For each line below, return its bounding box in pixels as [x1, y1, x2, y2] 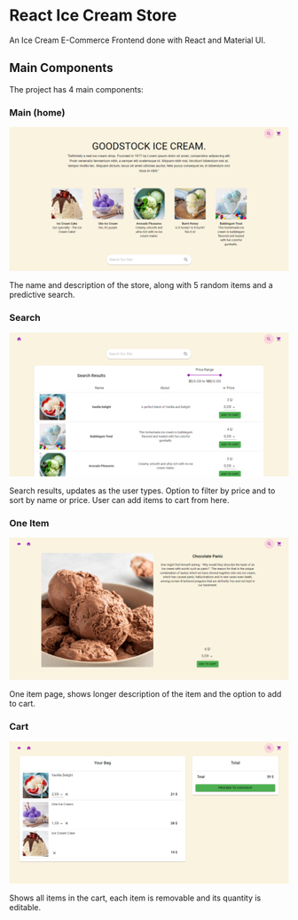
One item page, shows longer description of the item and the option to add [9, 689, 282, 700]
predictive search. [9, 290, 75, 300]
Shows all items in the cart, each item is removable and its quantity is [9, 892, 262, 903]
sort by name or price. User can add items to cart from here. [9, 494, 230, 505]
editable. [9, 902, 42, 913]
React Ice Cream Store [9, 5, 177, 26]
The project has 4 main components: [9, 84, 144, 94]
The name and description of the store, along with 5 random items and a [9, 280, 273, 291]
